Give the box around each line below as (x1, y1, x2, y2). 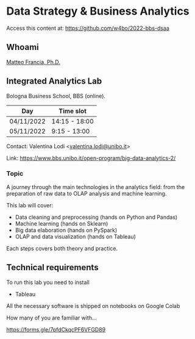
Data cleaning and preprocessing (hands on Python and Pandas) (15, 213, 178, 221)
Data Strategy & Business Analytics (6, 4, 190, 18)
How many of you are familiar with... (6, 314, 97, 321)
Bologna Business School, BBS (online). (6, 92, 105, 99)
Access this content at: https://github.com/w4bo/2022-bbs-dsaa (6, 24, 169, 32)
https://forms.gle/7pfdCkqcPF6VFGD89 (6, 326, 106, 333)
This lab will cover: (6, 201, 54, 209)
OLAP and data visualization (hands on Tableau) (15, 233, 136, 240)
